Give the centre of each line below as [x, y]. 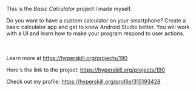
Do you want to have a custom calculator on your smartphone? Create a [96, 20]
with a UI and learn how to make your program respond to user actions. [96, 33]
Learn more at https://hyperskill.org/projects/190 [67, 58]
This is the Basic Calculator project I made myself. [69, 9]
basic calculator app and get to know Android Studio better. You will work [98, 27]
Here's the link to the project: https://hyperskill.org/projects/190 [86, 70]
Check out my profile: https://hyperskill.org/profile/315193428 [83, 82]
